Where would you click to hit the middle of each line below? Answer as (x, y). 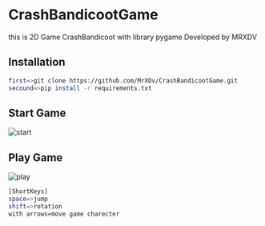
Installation (37, 62)
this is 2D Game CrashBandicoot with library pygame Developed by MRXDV (133, 37)
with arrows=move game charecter (64, 214)
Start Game (37, 113)
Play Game (36, 157)
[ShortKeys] (28, 192)
